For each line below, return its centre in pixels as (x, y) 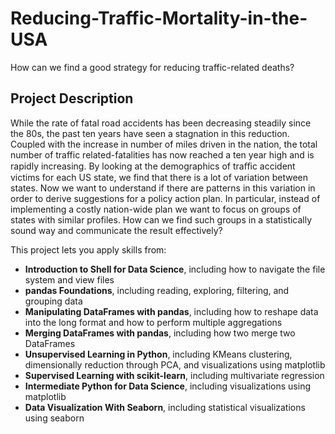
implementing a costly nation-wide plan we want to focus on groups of (156, 209)
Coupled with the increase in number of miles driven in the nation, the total (164, 144)
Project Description (72, 98)
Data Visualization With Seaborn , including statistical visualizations (165, 407)
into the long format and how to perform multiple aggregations (153, 322)
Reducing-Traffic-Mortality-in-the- (159, 18)
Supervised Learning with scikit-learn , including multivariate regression (174, 375)
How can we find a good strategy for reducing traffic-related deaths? (152, 67)
